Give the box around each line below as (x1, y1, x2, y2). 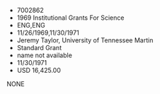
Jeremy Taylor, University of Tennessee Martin (16, 36, 154, 45)
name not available (16, 51, 72, 59)
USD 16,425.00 (16, 66, 62, 74)
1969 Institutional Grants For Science (16, 13, 125, 22)
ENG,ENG (16, 21, 45, 29)
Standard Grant (16, 44, 62, 52)
